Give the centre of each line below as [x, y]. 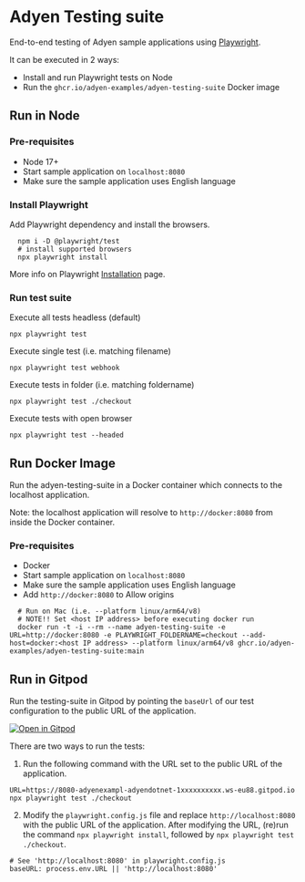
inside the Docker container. [62, 523]
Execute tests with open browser [71, 419]
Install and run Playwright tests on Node [97, 77]
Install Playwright [49, 204]
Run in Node [45, 116]
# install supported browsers [75, 249]
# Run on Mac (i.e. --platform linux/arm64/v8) [110, 612]
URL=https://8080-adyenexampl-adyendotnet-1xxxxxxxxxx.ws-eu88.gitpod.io [152, 791]
